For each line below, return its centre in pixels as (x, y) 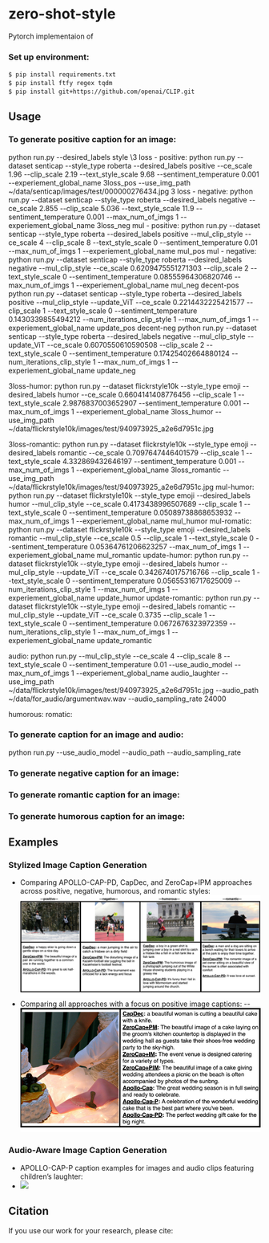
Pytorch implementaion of (51, 36)
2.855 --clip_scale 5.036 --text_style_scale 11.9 (116, 208)
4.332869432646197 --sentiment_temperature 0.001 (150, 461)
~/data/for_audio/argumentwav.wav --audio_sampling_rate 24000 (117, 699)
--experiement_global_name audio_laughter (148, 673)
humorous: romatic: (40, 714)
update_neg (116, 370)
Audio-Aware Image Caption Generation (88, 1151)
